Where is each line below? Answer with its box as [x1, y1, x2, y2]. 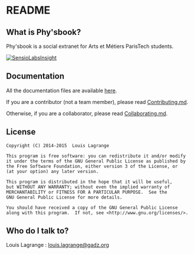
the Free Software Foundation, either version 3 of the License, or [6, 163, 178, 169]
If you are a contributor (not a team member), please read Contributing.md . [6, 98, 189, 105]
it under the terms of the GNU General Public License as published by [6, 158, 186, 164]
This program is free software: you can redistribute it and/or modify [6, 153, 186, 159]
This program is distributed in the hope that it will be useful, [6, 178, 173, 185]
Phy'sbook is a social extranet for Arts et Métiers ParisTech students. [6, 43, 174, 50]
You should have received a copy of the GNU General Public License [6, 204, 178, 210]
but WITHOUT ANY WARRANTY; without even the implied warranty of [6, 184, 170, 190]
